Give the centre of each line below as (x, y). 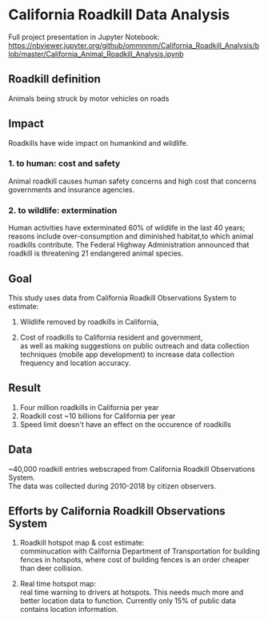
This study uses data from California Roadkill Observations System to (122, 297)
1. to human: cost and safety (64, 163)
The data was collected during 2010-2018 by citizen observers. (112, 485)
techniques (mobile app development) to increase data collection (127, 354)
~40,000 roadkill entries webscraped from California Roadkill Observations (132, 469)
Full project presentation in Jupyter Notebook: (84, 37)
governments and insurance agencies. (72, 189)
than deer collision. (51, 568)
